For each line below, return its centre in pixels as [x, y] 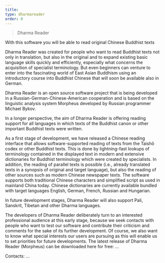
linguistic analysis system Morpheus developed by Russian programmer [78, 104]
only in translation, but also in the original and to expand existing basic [76, 57]
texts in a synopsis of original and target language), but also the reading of [81, 170]
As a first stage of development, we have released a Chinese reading [75, 138]
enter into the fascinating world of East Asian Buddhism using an [71, 73]
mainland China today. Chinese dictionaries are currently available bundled [81, 186]
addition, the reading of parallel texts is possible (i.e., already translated [78, 165]
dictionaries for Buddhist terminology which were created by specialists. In [81, 159]
